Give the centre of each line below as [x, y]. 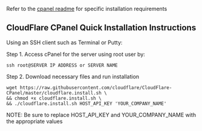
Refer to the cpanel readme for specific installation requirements [87, 9]
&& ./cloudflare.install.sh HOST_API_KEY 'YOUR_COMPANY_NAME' [86, 103]
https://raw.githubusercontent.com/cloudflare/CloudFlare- [96, 87]
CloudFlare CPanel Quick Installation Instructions [101, 28]
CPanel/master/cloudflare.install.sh [54, 93]
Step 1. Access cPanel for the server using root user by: [76, 54]
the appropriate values [35, 121]
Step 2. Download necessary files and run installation [73, 76]
